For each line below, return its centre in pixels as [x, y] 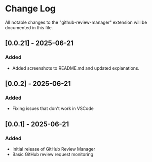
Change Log [30, 9]
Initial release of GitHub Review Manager [54, 149]
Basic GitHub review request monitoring [53, 154]
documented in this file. [29, 27]
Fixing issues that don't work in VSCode [53, 108]
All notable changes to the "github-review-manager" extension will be [76, 22]
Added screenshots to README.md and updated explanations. [76, 68]
